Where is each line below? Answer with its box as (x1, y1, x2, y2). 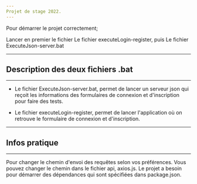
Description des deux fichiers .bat (6, 65, 133, 75)
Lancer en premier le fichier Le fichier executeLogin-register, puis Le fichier (6, 36, 189, 43)
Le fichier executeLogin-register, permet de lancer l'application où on (14, 109, 183, 116)
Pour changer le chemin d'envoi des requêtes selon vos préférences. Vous (6, 159, 186, 166)
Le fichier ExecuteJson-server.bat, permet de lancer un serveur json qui (14, 85, 189, 92)
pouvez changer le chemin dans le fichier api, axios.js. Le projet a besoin (6, 165, 182, 172)
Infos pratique (6, 138, 59, 148)
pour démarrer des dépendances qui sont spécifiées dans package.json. (6, 171, 182, 178)
